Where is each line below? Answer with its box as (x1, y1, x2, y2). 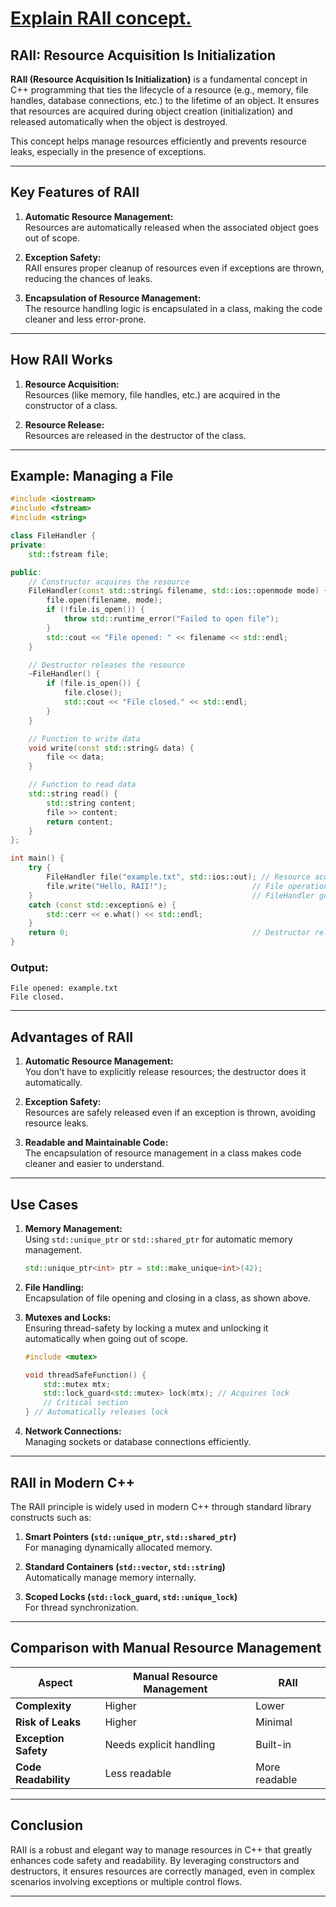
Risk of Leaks (15, 1715, 82, 1729)
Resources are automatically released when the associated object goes (24, 221, 319, 233)
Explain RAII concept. (10, 7, 192, 30)
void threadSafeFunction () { (24, 1370, 147, 1380)
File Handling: (24, 1281, 85, 1293)
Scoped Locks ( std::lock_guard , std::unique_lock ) (24, 1590, 238, 1602)
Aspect (37, 1675, 73, 1689)
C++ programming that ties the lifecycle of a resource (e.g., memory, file (10, 84, 309, 96)
